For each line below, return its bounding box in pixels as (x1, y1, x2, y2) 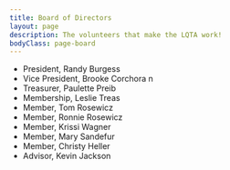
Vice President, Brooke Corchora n (22, 74, 153, 85)
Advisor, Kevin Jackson (22, 151, 111, 162)
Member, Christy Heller (22, 141, 111, 152)
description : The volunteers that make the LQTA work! (9, 30, 223, 39)
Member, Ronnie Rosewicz (22, 112, 123, 123)
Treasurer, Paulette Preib (22, 83, 117, 94)
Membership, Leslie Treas (22, 93, 120, 104)
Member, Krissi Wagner (22, 122, 111, 133)
